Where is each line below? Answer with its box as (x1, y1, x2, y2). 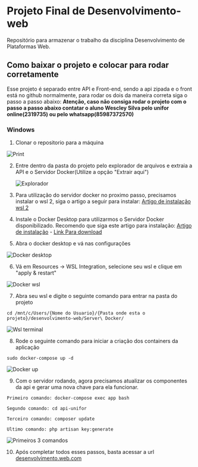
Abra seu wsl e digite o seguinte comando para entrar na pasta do (15, 292, 178, 300)
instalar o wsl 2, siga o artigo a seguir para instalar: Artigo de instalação (15, 198, 191, 205)
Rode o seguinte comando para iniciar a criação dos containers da (15, 338, 178, 345)
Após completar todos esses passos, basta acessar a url (15, 449, 155, 456)
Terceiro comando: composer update (7, 416, 95, 422)
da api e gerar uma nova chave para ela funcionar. (15, 384, 139, 391)
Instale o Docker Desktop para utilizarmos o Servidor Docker (15, 216, 164, 223)
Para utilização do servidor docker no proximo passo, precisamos (15, 192, 177, 199)
